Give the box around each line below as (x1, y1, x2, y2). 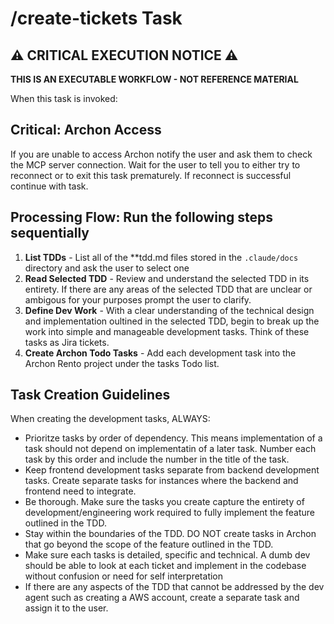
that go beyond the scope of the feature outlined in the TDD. (24, 538, 274, 551)
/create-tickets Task (10, 7, 183, 30)
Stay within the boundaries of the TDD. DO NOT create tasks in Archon (24, 528, 317, 540)
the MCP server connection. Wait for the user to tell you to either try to (10, 158, 301, 171)
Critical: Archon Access (10, 122, 162, 139)
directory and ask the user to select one (24, 262, 190, 274)
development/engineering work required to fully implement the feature (24, 507, 315, 519)
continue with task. (10, 180, 89, 192)
